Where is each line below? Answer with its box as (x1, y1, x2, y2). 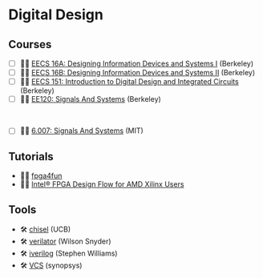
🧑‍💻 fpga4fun (19, 171, 63, 181)
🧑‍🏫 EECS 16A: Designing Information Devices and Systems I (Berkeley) (19, 58, 254, 68)
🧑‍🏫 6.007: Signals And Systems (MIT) (19, 126, 144, 135)
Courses (8, 38, 52, 51)
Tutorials (8, 150, 54, 163)
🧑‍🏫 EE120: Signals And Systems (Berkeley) (19, 95, 162, 104)
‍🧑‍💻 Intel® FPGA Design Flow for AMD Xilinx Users (19, 179, 184, 189)
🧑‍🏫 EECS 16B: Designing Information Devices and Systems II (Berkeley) (19, 68, 256, 78)
